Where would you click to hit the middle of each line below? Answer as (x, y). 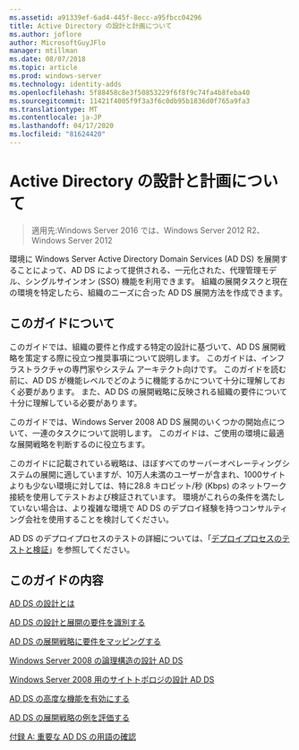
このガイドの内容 (56, 580)
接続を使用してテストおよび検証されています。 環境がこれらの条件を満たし (147, 496)
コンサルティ (265, 508)
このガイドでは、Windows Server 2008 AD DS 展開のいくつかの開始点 (140, 421)
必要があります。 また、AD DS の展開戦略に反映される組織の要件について (152, 392)
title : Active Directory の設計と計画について (91, 26)
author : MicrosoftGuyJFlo (57, 43)
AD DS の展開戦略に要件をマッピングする (85, 642)
